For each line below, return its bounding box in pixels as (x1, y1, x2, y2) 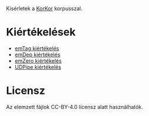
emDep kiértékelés (14, 51, 61, 58)
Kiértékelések (6, 26, 76, 39)
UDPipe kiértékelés (14, 63, 62, 70)
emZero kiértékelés (14, 57, 62, 64)
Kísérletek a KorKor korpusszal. (6, 5, 82, 12)
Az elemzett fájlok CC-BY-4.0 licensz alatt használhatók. (6, 103, 143, 110)
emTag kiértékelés (14, 45, 59, 52)
